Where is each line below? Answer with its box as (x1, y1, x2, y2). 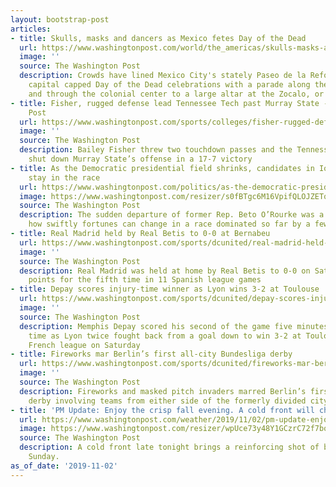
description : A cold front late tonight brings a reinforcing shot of (19, 442, 320, 453)
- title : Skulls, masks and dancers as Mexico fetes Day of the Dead (10, 33, 307, 43)
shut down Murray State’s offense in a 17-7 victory (28, 154, 253, 164)
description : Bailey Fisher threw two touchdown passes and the (19, 145, 293, 155)
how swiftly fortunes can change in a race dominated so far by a (28, 219, 311, 230)
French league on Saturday (28, 340, 141, 350)
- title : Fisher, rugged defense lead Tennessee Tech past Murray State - (10, 98, 329, 108)
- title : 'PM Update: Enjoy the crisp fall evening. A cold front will (10, 405, 315, 415)
